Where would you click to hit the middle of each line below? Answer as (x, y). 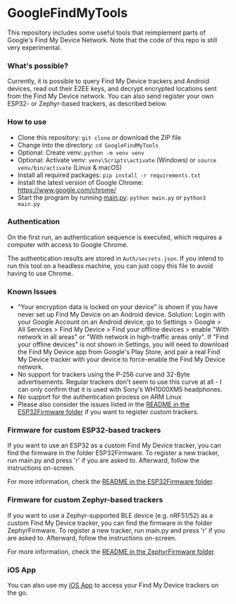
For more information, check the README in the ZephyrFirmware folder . (112, 551)
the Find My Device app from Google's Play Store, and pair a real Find (119, 352)
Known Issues (32, 291)
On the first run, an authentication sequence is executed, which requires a (115, 237)
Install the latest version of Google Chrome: (80, 182)
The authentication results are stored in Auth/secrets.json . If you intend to (116, 258)
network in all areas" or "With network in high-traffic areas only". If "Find (123, 337)
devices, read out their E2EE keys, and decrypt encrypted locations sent (112, 89)
